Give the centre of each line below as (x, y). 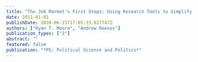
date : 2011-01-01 (28, 17)
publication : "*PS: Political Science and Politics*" (74, 50)
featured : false (26, 45)
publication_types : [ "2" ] (38, 34)
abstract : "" (22, 39)
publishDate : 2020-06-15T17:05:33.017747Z (59, 22)
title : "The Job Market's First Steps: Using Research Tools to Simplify (99, 12)
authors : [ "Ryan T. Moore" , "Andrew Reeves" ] (63, 28)
